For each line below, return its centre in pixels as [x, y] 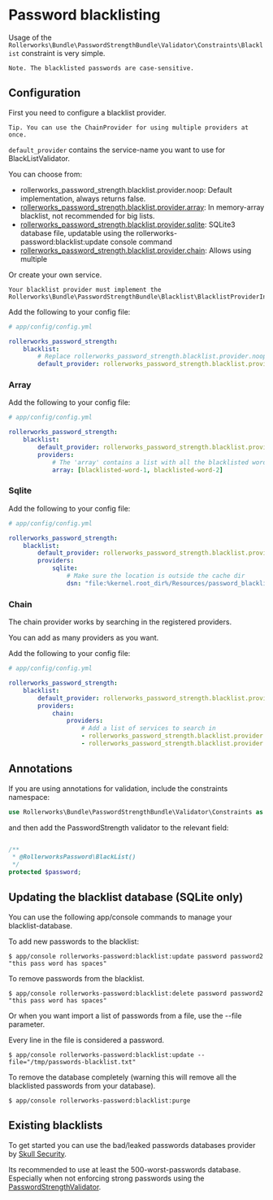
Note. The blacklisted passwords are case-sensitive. [102, 68]
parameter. [27, 1024]
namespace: [29, 797]
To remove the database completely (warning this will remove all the [123, 1077]
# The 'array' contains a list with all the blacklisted [150, 462]
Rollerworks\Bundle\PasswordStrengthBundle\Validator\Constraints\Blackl [136, 45]
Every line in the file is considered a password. [87, 1040]
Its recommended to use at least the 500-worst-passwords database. [125, 1169]
